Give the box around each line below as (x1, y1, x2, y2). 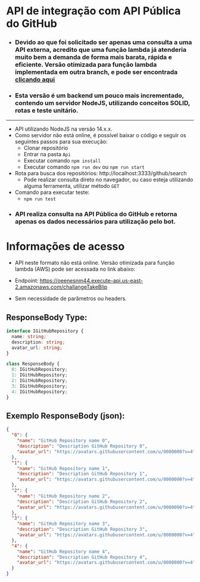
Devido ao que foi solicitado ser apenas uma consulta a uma (14, 38, 192, 47)
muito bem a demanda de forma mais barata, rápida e (14, 53, 173, 61)
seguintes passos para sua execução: (14, 138, 108, 145)
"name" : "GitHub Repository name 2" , (17, 493, 111, 499)
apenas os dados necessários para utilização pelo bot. (14, 218, 176, 226)
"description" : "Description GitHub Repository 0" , (17, 443, 148, 450)
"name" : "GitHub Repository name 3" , (17, 521, 111, 527)
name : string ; (11, 333, 46, 339)
